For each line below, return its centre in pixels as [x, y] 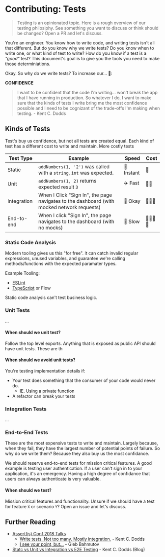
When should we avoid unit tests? [40, 360]
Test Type [21, 158]
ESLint [19, 283]
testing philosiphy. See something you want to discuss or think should [88, 28]
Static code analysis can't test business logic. [51, 297]
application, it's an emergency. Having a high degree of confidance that [78, 474]
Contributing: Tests [46, 9]
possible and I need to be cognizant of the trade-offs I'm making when [88, 108]
